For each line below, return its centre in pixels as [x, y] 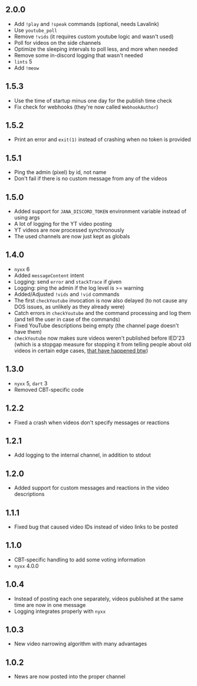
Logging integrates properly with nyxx [60, 611]
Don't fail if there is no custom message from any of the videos [91, 179]
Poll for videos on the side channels [58, 42]
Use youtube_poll [35, 30]
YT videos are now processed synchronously [69, 230]
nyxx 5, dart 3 [31, 383]
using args [27, 218]
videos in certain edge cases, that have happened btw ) [81, 350]
